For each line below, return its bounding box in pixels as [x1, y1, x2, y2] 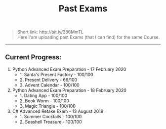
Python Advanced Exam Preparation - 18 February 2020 [12, 87, 127, 93]
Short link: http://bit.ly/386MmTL [17, 29, 84, 35]
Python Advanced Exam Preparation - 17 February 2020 [12, 66, 126, 72]
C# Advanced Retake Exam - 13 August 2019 [12, 108, 104, 114]
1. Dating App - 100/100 [19, 92, 68, 98]
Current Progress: [5, 53, 62, 62]
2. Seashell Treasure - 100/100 [19, 119, 83, 125]
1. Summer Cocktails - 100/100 [19, 113, 82, 119]
